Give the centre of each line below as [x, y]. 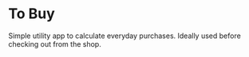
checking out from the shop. [55, 44]
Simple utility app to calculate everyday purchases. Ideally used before [125, 36]
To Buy [32, 14]
